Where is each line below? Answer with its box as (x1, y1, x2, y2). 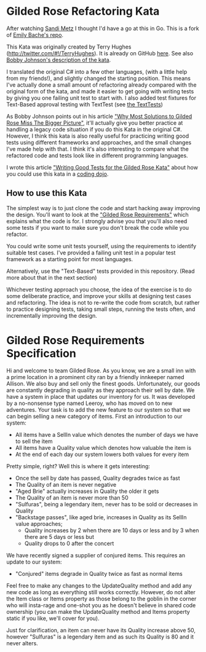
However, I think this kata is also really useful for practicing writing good (6, 132, 189, 139)
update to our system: (6, 558, 63, 565)
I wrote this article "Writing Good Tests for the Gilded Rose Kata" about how (6, 163, 199, 171)
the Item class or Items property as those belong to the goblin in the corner (6, 595, 197, 602)
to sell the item (15, 438, 53, 445)
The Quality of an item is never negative (15, 481, 117, 488)
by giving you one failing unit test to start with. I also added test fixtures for (6, 94, 197, 101)
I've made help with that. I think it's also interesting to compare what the (6, 145, 189, 152)
